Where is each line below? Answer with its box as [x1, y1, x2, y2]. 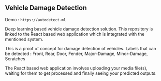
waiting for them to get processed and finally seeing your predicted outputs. [5, 70, 157, 76]
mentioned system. [5, 36, 44, 42]
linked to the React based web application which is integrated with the [5, 31, 145, 37]
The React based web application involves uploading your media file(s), [5, 65, 147, 71]
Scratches [5, 55, 26, 62]
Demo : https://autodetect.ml [5, 16, 66, 22]
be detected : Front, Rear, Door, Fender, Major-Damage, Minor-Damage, [5, 51, 148, 56]
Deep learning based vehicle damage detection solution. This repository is [5, 26, 153, 32]
